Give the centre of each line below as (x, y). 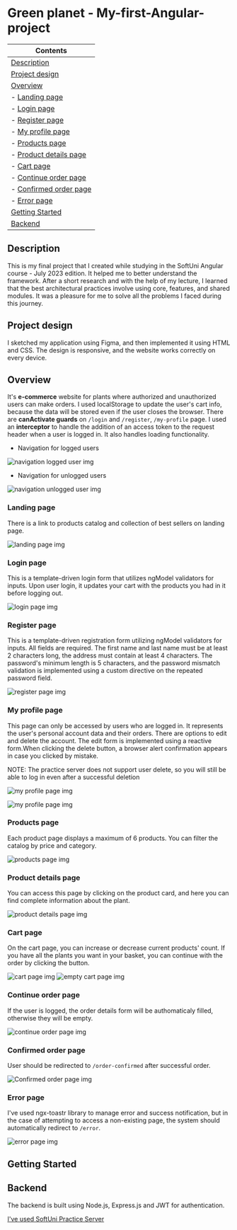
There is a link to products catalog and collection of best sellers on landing (116, 523)
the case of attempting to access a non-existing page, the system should (114, 1120)
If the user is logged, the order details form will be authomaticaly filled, (110, 1011)
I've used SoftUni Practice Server (56, 1219)
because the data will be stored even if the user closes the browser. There (116, 412)
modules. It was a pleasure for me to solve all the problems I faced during (114, 296)
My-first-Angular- (151, 13)
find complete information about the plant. (69, 901)
